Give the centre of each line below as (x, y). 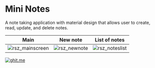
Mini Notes (28, 9)
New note (71, 40)
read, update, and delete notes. (37, 27)
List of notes (110, 40)
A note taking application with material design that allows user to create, (78, 23)
